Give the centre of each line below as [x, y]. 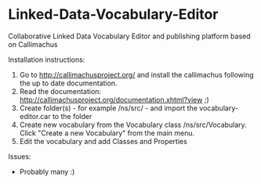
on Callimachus [33, 44]
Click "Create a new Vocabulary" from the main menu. [107, 133]
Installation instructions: [47, 60]
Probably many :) [47, 171]
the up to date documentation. [68, 83]
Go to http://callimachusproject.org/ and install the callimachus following [136, 74]
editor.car [35, 116]
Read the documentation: [60, 91]
